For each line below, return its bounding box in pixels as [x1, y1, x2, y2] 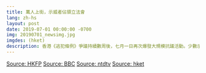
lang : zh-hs [6, 15, 37, 21]
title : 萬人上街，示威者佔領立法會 [6, 9, 85, 15]
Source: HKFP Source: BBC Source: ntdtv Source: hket [6, 60, 145, 67]
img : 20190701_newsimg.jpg [6, 32, 75, 38]
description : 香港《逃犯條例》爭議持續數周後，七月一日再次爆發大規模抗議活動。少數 [6, 44, 197, 50]
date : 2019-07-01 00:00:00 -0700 [6, 26, 92, 33]
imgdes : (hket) [6, 37, 45, 44]
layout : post [6, 20, 40, 26]
